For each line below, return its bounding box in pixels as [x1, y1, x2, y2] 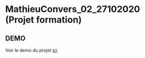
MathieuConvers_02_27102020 [5, 3, 140, 15]
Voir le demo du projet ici [5, 47, 58, 53]
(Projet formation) [5, 14, 82, 25]
